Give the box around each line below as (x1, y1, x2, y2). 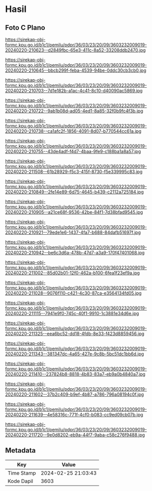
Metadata (5, 446, 36, 455)
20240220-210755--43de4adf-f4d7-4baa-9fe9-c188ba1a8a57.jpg (5, 149, 141, 154)
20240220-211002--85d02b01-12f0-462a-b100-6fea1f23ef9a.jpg (5, 270, 140, 276)
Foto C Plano (5, 23, 45, 32)
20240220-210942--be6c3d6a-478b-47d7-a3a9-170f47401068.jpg (5, 250, 145, 255)
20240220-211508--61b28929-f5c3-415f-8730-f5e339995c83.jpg (5, 168, 143, 174)
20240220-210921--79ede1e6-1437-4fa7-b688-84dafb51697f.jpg (5, 229, 141, 235)
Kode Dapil (7, 478, 33, 485)
